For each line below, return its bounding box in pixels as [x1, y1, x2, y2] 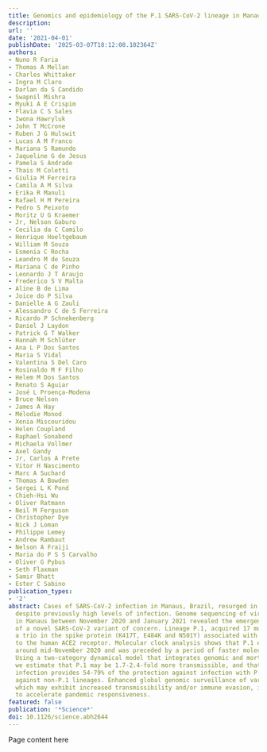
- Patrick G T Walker [8, 329, 80, 337]
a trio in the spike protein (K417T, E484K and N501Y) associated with [15, 632, 258, 640]
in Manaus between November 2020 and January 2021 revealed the [15, 617, 233, 625]
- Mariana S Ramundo [8, 145, 77, 152]
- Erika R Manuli [8, 188, 66, 197]
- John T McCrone [8, 122, 66, 130]
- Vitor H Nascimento [8, 462, 80, 470]
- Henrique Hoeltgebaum [8, 233, 87, 241]
